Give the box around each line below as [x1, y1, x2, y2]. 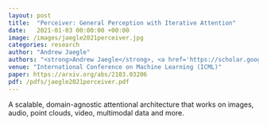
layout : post [8, 11, 52, 20]
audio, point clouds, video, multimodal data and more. [8, 108, 184, 117]
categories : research [8, 41, 80, 49]
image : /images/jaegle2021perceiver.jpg [8, 33, 145, 42]
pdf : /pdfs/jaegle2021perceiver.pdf [8, 78, 130, 85]
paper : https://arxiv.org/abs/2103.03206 [8, 70, 148, 78]
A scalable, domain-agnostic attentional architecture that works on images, [8, 100, 254, 109]
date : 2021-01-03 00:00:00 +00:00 [8, 26, 130, 34]
